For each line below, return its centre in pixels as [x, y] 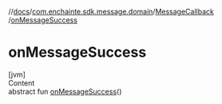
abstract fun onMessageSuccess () [65, 91]
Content [22, 82]
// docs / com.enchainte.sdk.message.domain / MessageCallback [111, 12]
